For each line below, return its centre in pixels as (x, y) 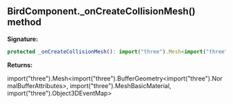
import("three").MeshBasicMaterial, (121, 85)
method (24, 23)
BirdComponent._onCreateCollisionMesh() (101, 11)
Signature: (23, 39)
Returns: (20, 64)
